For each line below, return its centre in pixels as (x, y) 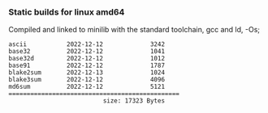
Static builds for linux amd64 (67, 12)
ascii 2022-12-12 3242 (86, 44)
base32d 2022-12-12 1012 (86, 59)
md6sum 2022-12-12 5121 (86, 87)
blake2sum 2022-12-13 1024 (86, 73)
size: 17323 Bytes (134, 101)
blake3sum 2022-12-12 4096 (86, 80)
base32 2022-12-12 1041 (86, 52)
